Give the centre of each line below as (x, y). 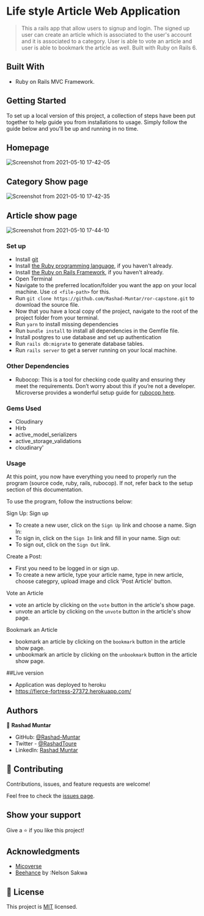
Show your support (44, 815)
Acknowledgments (43, 852)
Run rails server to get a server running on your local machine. (96, 350)
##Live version (25, 673)
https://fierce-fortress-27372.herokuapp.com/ (73, 691)
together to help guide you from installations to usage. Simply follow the (97, 122)
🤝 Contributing (35, 769)
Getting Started (36, 101)
